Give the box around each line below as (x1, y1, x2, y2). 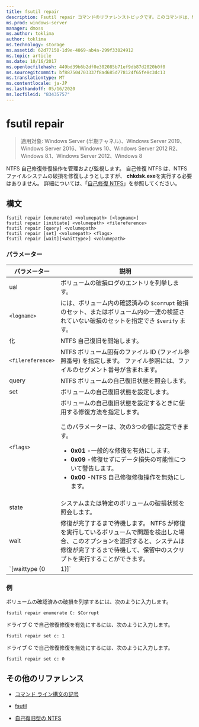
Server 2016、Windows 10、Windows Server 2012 (44, 145, 168, 152)
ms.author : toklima (6, 31, 54, 37)
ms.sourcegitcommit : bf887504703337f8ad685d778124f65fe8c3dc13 (6, 69, 166, 75)
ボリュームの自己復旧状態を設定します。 (60, 388, 173, 396)
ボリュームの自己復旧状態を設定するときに (60, 399, 179, 407)
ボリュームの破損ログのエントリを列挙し (60, 278, 174, 287)
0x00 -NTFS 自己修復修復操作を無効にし (70, 473, 185, 481)
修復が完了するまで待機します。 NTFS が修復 (60, 519, 185, 527)
